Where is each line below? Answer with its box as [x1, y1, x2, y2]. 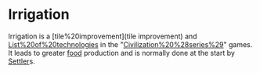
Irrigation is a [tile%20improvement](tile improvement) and [8, 31, 197, 41]
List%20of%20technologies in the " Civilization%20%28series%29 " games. [8, 39, 253, 49]
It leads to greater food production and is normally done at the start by [8, 48, 235, 57]
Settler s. [8, 57, 35, 66]
